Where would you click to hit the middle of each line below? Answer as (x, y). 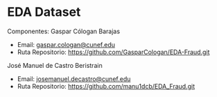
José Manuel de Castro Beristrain (55, 65)
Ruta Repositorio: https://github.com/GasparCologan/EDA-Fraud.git (113, 52)
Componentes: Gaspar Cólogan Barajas (63, 31)
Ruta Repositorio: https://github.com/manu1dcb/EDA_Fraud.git (106, 86)
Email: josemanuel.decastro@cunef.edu (74, 79)
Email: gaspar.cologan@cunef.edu (66, 44)
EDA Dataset (44, 12)
